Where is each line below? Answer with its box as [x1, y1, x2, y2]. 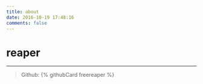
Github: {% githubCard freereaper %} [21, 71, 115, 79]
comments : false [6, 20, 47, 26]
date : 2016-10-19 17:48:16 [6, 14, 74, 20]
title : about [6, 8, 39, 15]
